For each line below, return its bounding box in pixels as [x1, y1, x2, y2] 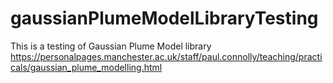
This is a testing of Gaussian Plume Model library [10, 40, 212, 52]
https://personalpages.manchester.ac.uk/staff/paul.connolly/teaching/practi [10, 50, 323, 62]
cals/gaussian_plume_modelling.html [10, 61, 163, 73]
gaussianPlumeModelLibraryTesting [10, 7, 319, 30]
